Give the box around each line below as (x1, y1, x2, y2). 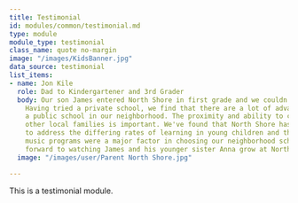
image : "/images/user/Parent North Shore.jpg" (17, 152, 192, 162)
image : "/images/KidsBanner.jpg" (9, 54, 133, 63)
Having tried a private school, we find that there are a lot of (25, 104, 272, 113)
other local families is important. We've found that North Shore (25, 121, 276, 129)
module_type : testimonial (9, 37, 105, 47)
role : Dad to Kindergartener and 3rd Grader (17, 87, 184, 96)
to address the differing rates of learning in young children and (25, 129, 279, 137)
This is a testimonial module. (9, 185, 114, 196)
